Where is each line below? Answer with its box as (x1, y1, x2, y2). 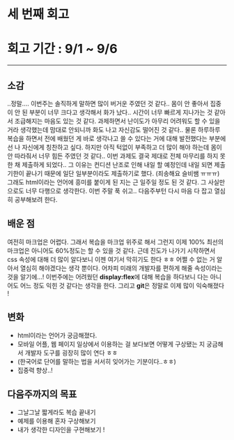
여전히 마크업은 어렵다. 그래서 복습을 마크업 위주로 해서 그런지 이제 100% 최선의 (7, 237, 224, 246)
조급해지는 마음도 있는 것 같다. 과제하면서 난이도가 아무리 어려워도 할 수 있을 (14, 117, 221, 125)
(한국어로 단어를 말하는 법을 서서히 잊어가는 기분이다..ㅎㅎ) (17, 357, 176, 365)
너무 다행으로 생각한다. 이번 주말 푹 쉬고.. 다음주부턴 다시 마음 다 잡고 (25, 186, 213, 195)
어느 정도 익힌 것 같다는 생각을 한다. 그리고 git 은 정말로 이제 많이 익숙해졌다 (19, 281, 225, 290)
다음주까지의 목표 (7, 388, 77, 400)
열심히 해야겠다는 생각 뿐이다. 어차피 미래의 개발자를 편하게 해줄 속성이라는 (19, 263, 223, 272)
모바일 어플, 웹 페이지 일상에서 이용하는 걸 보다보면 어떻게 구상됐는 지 (17, 339, 205, 348)
